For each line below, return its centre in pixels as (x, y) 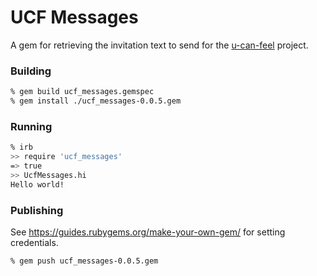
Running (31, 126)
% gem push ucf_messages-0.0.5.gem (84, 261)
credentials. (34, 242)
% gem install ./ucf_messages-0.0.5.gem (96, 101)
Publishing (37, 210)
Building (31, 71)
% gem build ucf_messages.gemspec (82, 92)
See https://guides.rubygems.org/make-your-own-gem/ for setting (148, 232)
